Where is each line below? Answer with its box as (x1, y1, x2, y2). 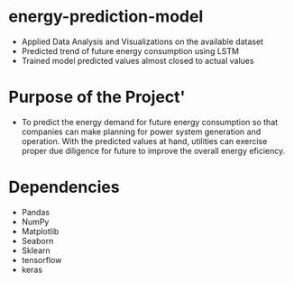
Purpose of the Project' (8, 87, 186, 107)
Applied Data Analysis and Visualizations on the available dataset (21, 36, 263, 47)
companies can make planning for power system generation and (21, 126, 262, 137)
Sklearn (21, 245, 51, 256)
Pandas (21, 206, 51, 217)
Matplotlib (21, 225, 60, 236)
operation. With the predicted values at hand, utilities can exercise (21, 135, 268, 146)
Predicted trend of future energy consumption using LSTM (21, 45, 240, 56)
